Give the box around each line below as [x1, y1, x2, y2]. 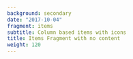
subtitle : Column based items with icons [7, 28, 127, 36]
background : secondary [7, 9, 72, 17]
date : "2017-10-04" [7, 16, 63, 23]
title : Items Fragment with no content [7, 35, 121, 42]
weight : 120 [7, 41, 41, 48]
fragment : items [7, 22, 53, 29]
